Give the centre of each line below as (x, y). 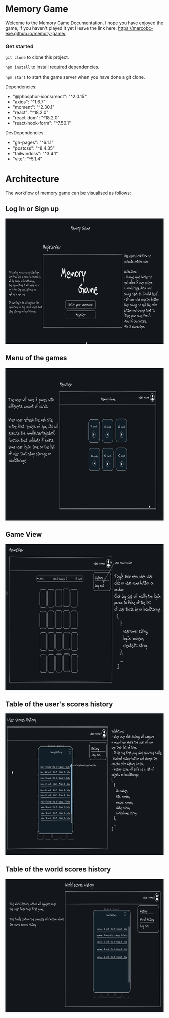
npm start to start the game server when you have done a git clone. (75, 77)
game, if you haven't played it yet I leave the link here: (61, 28)
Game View (24, 534)
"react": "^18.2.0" (30, 113)
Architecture (32, 179)
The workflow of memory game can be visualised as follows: (68, 193)
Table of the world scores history (58, 869)
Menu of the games (36, 358)
